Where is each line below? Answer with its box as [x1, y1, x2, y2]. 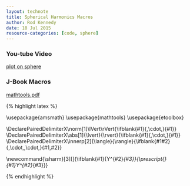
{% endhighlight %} [6, 173, 54, 180]
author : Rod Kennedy [6, 19, 57, 25]
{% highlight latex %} [6, 102, 58, 109]
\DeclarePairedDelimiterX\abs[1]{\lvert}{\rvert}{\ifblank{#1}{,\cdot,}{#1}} [6, 131, 181, 138]
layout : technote [6, 8, 49, 15]
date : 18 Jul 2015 [6, 25, 51, 31]
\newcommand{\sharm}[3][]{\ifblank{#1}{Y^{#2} [6, 155, 124, 162]
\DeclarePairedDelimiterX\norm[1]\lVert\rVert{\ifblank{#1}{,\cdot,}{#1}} [6, 125, 177, 132]
